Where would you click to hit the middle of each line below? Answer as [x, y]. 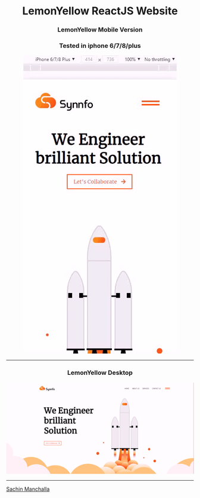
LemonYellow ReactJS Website [100, 11]
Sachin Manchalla [28, 489]
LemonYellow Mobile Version [100, 30]
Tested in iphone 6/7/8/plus [100, 46]
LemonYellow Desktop [100, 373]
